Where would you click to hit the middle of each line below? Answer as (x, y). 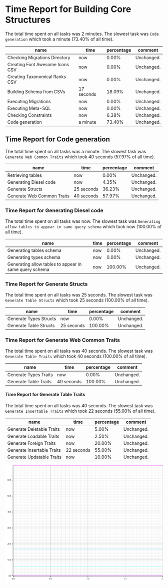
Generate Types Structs (32, 319)
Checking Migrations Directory (39, 57)
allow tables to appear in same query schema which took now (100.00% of (83, 227)
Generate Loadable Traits (33, 436)
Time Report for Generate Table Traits (45, 394)
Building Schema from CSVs (36, 92)
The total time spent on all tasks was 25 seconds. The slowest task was (79, 295)
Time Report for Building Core (68, 9)
